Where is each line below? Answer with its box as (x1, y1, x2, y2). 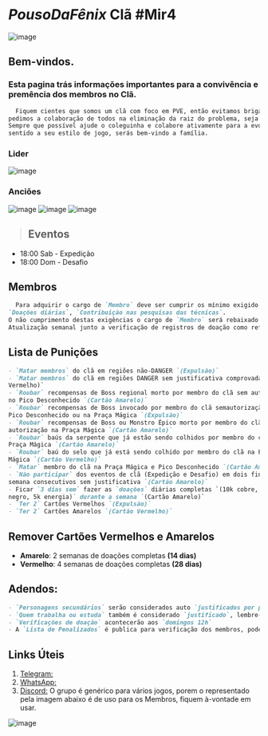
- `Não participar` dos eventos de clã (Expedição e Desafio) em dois (8, 470, 248, 478)
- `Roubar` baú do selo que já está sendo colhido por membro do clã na (8, 448, 255, 456)
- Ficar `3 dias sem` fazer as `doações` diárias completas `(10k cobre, (8, 485, 259, 494)
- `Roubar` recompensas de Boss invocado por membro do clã (8, 404, 213, 412)
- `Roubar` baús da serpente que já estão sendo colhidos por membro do (8, 433, 255, 442)
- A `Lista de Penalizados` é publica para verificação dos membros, (8, 626, 245, 634)
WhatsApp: (19, 678, 57, 687)
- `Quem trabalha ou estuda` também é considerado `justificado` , (8, 611, 234, 619)
